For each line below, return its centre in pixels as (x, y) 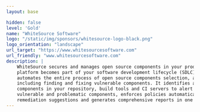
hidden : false (24, 22)
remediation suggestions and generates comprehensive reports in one (105, 100)
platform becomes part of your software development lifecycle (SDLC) (106, 72)
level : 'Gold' (24, 28)
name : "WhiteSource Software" (44, 33)
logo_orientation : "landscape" (45, 45)
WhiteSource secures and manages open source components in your (100, 67)
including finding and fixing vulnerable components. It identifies (104, 83)
